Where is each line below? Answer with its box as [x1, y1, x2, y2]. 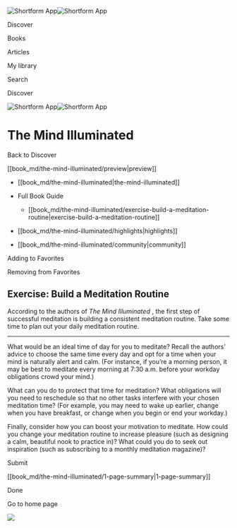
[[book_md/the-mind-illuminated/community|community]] [17, 240, 186, 249]
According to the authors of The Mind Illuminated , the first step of [7, 307, 200, 315]
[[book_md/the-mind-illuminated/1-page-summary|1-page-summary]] [7, 472, 211, 481]
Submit [7, 458, 28, 467]
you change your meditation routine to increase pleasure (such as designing [7, 430, 229, 438]
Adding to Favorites [7, 254, 65, 262]
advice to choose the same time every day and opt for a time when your [7, 350, 217, 358]
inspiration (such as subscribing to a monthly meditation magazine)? [7, 445, 206, 453]
